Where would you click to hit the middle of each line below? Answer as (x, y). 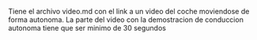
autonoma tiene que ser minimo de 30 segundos (87, 28)
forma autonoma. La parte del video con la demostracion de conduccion (126, 20)
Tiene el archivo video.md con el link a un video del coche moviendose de (129, 11)
